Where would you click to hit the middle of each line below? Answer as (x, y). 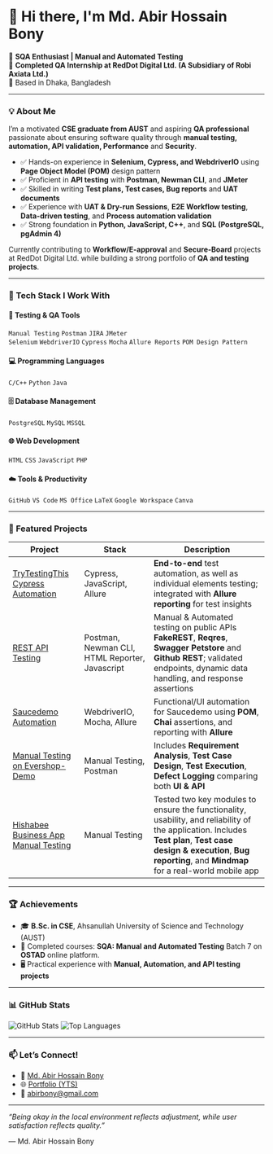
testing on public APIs (195, 628)
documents (40, 198)
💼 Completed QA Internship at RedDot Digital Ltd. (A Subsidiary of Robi (130, 65)
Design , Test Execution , (200, 766)
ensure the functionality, (199, 810)
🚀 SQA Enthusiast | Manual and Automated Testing (96, 56)
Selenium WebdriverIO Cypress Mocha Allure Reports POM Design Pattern (128, 342)
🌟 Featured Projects (48, 529)
